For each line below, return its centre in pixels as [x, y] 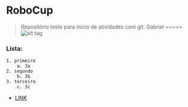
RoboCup [30, 10]
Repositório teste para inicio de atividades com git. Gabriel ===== [102, 27]
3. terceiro [21, 82]
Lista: [14, 48]
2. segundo [20, 71]
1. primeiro [21, 61]
